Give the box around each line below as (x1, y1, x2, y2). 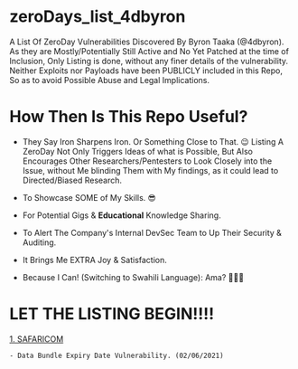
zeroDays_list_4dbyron (9, 6, 186, 27)
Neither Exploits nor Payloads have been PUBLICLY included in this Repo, (9, 65, 283, 76)
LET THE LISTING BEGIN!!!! (9, 304, 215, 325)
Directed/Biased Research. (22, 175, 123, 185)
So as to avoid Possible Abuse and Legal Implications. (9, 74, 210, 85)
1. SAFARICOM (9, 333, 64, 345)
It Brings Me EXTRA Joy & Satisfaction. (22, 254, 167, 265)
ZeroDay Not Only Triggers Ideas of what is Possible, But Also (22, 146, 253, 156)
